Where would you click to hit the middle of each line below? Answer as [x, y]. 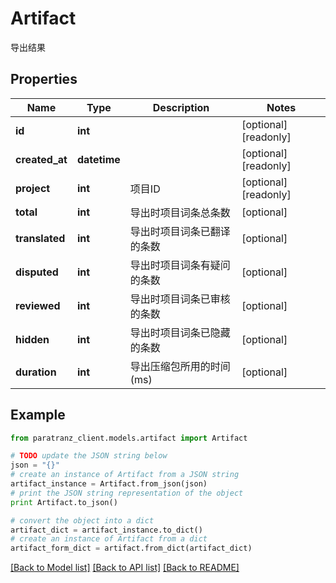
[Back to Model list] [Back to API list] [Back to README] [125, 568]
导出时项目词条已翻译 [180, 231]
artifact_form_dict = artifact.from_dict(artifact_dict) [131, 548]
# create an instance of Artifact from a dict [109, 539]
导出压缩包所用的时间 [180, 366]
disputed [37, 272]
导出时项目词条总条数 [180, 212]
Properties [44, 79]
